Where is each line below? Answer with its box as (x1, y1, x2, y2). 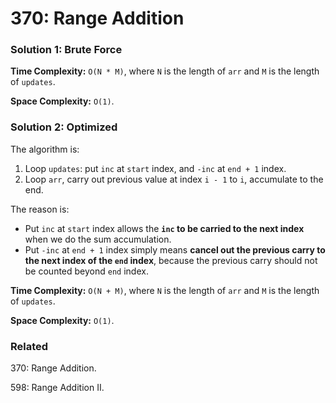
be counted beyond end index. (24, 265, 149, 277)
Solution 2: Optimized (10, 120, 118, 134)
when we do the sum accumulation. (24, 233, 172, 245)
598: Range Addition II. (10, 382, 105, 394)
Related (10, 339, 49, 353)
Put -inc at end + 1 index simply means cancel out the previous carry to (24, 243, 326, 256)
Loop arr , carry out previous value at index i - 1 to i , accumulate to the (24, 173, 324, 185)
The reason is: (10, 203, 70, 215)
